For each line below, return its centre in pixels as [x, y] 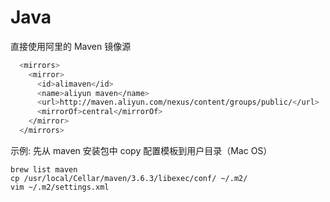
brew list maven [44, 169]
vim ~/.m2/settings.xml [60, 187]
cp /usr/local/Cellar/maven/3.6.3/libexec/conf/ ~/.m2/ [129, 178]
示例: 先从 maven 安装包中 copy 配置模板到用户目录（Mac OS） [141, 150]
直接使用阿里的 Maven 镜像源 [71, 46]
